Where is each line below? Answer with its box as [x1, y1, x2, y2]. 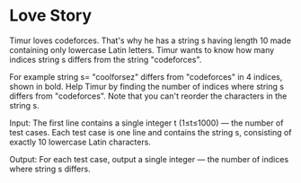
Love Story [9, 5, 93, 26]
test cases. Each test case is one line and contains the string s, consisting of [9, 126, 292, 137]
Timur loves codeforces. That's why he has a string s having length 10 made [9, 35, 292, 46]
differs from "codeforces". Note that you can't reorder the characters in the [9, 91, 288, 101]
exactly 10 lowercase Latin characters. [9, 136, 151, 147]
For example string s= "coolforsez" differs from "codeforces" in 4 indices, [9, 71, 283, 82]
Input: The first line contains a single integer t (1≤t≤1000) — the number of [9, 118, 284, 128]
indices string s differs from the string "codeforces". [9, 54, 202, 65]
